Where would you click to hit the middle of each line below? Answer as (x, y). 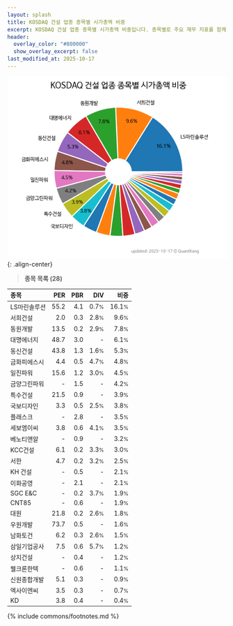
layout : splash (29, 15)
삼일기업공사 (27, 546)
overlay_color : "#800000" (51, 44)
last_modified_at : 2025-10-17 (51, 59)
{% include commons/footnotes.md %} (63, 616)
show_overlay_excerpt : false (56, 52)
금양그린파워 (27, 384)
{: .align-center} (30, 264)
